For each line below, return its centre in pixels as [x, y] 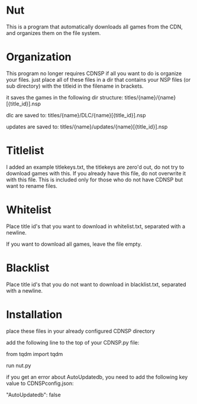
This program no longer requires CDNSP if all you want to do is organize [94, 73]
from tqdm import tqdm [35, 354]
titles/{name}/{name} [150, 97]
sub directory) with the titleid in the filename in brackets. [75, 86]
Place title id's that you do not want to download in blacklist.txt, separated [96, 284]
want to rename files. [32, 186]
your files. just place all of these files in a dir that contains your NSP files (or [98, 79]
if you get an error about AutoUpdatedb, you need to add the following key [97, 377]
